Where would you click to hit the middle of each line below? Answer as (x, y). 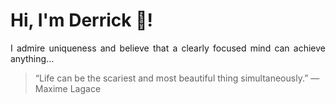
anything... (32, 58)
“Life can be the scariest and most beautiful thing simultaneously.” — (177, 78)
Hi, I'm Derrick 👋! (81, 20)
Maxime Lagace (68, 88)
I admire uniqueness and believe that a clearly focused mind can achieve (168, 48)
